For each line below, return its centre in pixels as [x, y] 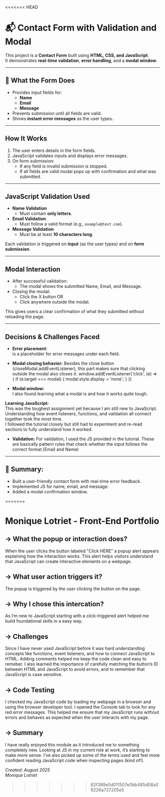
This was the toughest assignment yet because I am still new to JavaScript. [81, 408]
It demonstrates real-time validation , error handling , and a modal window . [82, 60]
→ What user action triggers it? [54, 577]
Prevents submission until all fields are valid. [57, 113]
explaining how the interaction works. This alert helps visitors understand [79, 556]
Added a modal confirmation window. [50, 491]
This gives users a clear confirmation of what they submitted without [75, 312]
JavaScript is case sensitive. [34, 675]
